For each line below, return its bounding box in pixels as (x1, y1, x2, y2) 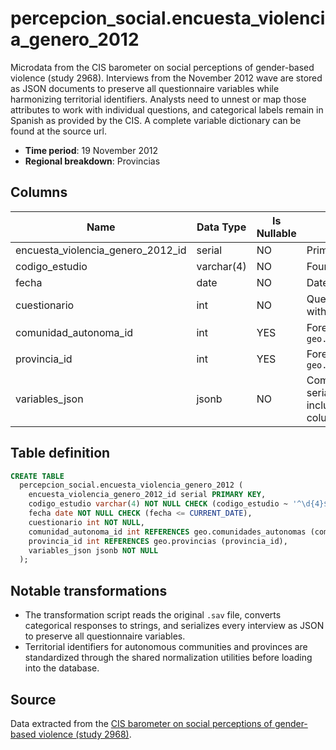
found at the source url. (10, 125, 107, 137)
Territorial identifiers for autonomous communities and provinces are (24, 641, 308, 653)
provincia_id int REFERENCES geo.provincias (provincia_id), (28, 536, 288, 546)
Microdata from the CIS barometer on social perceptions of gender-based (10, 61, 315, 73)
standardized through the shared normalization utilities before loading (24, 652, 313, 664)
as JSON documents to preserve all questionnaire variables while (10, 82, 280, 94)
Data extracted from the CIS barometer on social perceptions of (10, 717, 273, 729)
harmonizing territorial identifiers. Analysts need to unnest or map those (10, 93, 307, 105)
